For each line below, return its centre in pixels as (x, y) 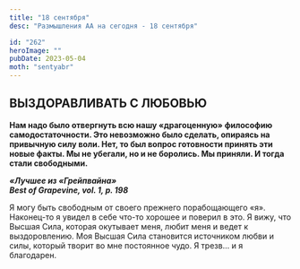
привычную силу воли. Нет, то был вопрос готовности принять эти (141, 143)
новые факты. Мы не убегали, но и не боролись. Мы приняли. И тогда (147, 153)
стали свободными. (48, 163)
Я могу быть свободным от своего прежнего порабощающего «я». (137, 207)
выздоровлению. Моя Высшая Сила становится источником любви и (142, 236)
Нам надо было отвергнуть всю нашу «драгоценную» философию (141, 125)
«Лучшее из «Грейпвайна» (63, 180)
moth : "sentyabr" (42, 67)
